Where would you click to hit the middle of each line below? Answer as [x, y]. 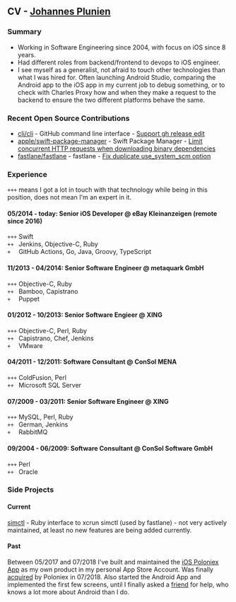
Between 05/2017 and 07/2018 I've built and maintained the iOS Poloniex [113, 562]
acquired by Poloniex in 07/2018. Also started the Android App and [104, 577]
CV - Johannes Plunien [59, 12]
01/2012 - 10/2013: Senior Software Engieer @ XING [85, 315]
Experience [27, 174]
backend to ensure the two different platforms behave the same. [111, 100]
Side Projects [31, 490]
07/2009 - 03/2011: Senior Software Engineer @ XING [88, 401]
